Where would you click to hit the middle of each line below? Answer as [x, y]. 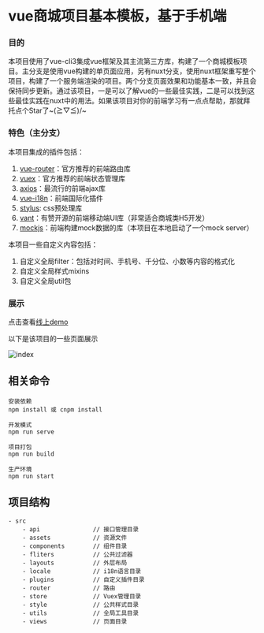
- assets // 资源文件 [75, 538]
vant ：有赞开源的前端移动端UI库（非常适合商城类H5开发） [114, 218]
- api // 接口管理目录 [81, 529]
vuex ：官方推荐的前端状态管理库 [73, 178]
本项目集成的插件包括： [46, 151]
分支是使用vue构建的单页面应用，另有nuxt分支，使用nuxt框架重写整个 [142, 71]
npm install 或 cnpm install [55, 410]
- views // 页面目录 [75, 621]
